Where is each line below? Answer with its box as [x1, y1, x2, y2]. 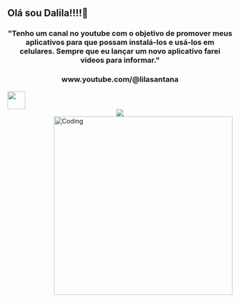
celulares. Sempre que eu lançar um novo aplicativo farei [19, 46, 221, 56]
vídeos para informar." [80, 55, 160, 65]
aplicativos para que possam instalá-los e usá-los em [25, 37, 215, 47]
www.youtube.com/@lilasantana [61, 74, 179, 84]
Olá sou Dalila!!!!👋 [7, 7, 89, 19]
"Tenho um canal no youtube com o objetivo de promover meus [7, 29, 233, 39]
